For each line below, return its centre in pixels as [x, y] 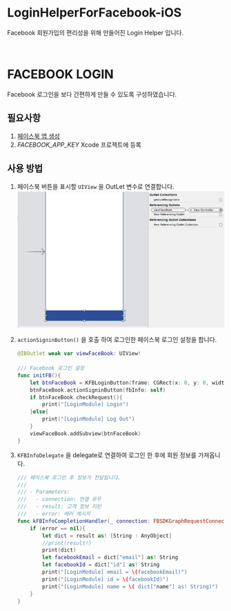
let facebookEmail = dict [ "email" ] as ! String [110, 558]
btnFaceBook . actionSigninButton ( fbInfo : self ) [98, 390]
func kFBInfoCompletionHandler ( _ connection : [83, 521]
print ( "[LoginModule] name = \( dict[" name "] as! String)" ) [130, 587]
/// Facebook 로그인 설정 [51, 368]
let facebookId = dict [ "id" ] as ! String [101, 565]
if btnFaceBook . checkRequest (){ [76, 397]
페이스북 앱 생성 [38, 136]
